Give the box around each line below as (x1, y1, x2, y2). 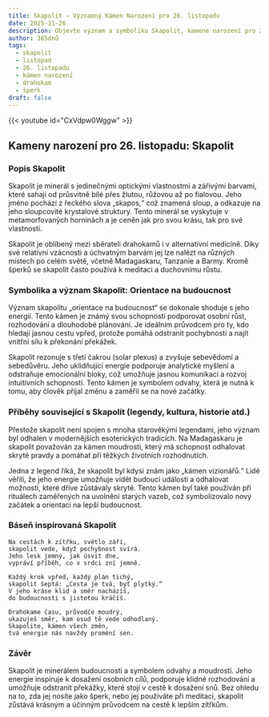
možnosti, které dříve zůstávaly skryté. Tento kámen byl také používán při (8, 482, 251, 493)
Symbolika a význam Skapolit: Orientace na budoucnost (8, 284, 231, 296)
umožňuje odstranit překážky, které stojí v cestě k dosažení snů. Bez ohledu (8, 683, 259, 693)
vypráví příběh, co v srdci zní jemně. (8, 558, 142, 567)
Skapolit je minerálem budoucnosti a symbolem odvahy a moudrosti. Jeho (8, 666, 252, 675)
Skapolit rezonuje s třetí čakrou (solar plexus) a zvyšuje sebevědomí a (8, 352, 239, 362)
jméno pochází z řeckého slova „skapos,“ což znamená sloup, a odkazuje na (8, 198, 261, 207)
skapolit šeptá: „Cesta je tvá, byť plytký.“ (8, 580, 163, 588)
